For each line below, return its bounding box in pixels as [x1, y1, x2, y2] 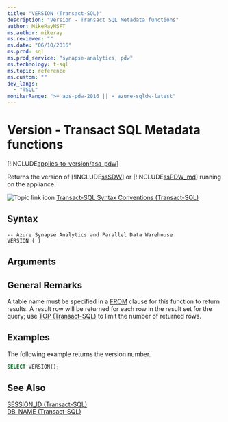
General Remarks [7, 279, 83, 291]
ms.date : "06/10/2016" [7, 42, 72, 49]
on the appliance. [7, 179, 56, 188]
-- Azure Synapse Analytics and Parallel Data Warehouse [7, 231, 173, 238]
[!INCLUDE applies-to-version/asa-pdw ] [7, 159, 119, 168]
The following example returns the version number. [7, 350, 151, 358]
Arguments [7, 256, 57, 268]
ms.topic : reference [7, 67, 66, 74]
